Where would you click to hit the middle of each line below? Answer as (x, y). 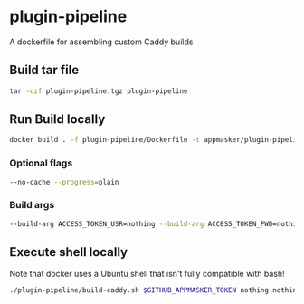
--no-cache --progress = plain (64, 182)
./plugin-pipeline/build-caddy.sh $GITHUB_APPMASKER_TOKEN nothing (139, 290)
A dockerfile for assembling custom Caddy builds (101, 42)
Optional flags (41, 163)
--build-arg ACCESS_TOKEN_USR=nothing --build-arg (107, 223)
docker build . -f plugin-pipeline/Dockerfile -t (105, 140)
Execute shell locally (69, 252)
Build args (32, 205)
